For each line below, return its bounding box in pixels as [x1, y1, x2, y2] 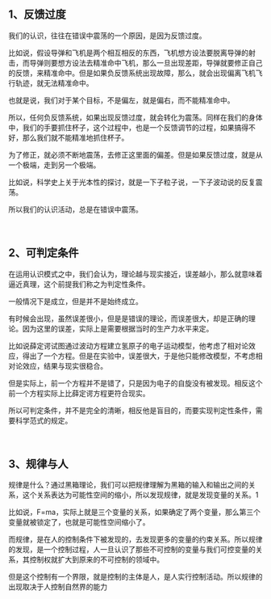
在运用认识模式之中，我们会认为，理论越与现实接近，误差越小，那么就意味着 [8, 269, 263, 279]
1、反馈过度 [8, 7, 67, 22]
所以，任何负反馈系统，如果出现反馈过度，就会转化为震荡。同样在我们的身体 [8, 112, 263, 122]
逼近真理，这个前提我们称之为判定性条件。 [8, 279, 150, 289]
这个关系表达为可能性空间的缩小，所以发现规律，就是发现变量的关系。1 [22, 490, 259, 500]
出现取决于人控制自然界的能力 [8, 582, 107, 592]
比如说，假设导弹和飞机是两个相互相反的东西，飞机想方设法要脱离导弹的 [8, 48, 248, 57]
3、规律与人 [8, 458, 69, 471]
